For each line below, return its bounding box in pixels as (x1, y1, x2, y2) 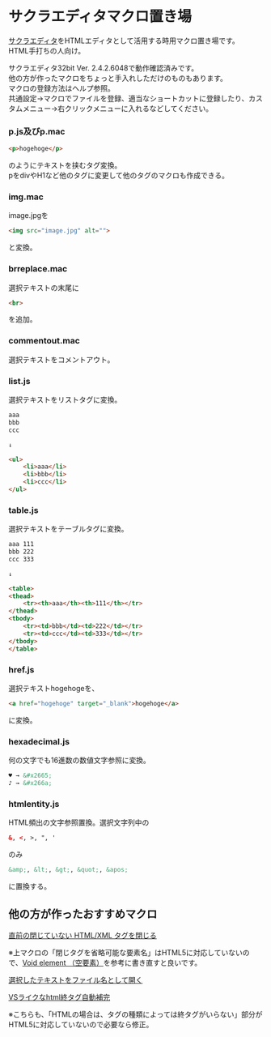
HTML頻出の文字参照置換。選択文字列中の (8, 817, 150, 827)
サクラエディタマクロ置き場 (8, 7, 193, 26)
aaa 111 (8, 540, 35, 548)
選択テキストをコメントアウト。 (8, 354, 115, 365)
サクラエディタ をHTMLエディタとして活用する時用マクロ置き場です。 (8, 36, 240, 45)
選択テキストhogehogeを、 (8, 683, 100, 693)
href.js (8, 664, 35, 675)
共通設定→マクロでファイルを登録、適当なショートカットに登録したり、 (8, 93, 249, 103)
